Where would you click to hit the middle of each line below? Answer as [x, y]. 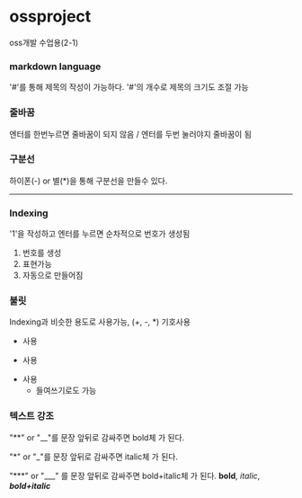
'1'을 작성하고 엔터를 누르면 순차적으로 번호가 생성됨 [100, 234]
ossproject [50, 17]
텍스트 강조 [32, 416]
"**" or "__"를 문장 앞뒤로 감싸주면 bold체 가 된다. [97, 437]
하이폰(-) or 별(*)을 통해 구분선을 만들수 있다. [89, 181]
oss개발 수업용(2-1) [44, 42]
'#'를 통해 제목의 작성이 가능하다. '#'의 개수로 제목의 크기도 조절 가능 [129, 87]
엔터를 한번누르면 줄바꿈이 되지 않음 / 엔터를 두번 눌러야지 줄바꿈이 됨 [130, 134]
